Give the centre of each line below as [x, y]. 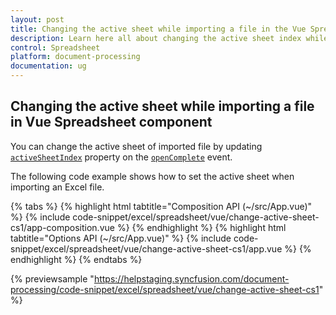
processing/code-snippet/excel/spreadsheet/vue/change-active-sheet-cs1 [165, 289]
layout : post [37, 19]
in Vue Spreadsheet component [111, 122]
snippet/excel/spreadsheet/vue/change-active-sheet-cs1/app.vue [146, 248]
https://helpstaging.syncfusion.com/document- [191, 278]
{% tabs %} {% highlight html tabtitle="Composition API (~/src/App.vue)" [161, 206]
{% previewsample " [52, 278]
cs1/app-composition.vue [62, 227]
